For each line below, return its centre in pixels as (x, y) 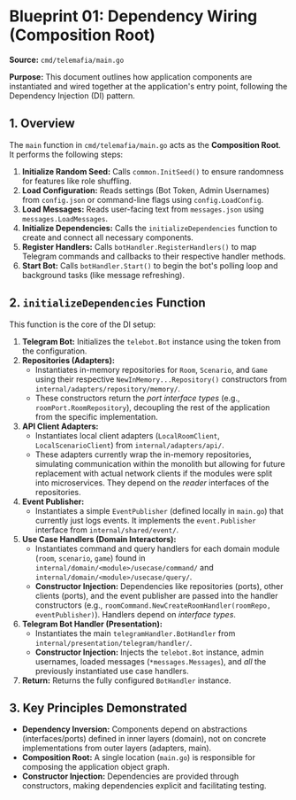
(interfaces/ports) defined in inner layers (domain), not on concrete (144, 739)
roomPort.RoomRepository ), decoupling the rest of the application (152, 407)
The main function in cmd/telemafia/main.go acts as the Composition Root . (145, 144)
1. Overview (42, 124)
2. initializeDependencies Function (107, 303)
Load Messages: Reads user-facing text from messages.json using (143, 209)
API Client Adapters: (60, 426)
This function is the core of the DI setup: (83, 324)
